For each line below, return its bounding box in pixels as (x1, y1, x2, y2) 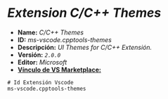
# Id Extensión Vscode (7, 79, 74, 86)
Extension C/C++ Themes (7, 5, 162, 21)
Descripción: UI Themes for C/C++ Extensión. (17, 43, 153, 51)
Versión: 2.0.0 (17, 51, 61, 59)
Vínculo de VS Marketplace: (17, 65, 102, 74)
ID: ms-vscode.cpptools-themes (17, 35, 112, 44)
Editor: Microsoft (17, 58, 67, 66)
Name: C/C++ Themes (17, 28, 84, 37)
